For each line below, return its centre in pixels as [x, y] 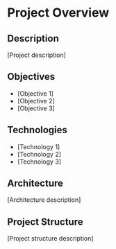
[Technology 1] [39, 146]
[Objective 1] [35, 93]
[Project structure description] [50, 239]
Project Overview [58, 13]
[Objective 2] [36, 101]
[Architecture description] [44, 200]
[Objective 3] [36, 108]
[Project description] [36, 55]
